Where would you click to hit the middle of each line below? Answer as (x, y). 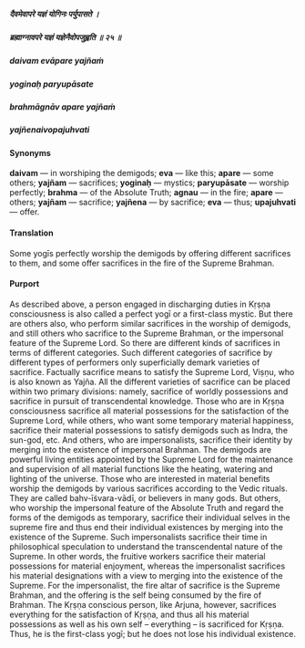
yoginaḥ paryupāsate (51, 84)
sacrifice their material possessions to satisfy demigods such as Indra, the (149, 430)
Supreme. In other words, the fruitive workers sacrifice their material (137, 556)
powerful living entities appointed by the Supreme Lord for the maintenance (151, 459)
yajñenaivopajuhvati (50, 130)
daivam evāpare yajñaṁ (57, 61)
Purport (25, 284)
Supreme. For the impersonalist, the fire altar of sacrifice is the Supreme (145, 585)
